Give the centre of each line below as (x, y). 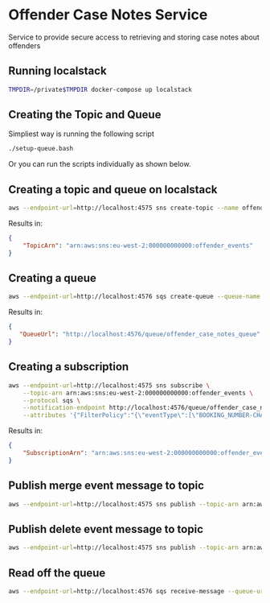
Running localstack (57, 71)
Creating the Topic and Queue (85, 115)
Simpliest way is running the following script (82, 134)
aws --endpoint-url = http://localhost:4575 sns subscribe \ (109, 385)
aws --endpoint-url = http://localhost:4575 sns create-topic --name (124, 208)
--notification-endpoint (64, 408)
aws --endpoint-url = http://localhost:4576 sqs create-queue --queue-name (135, 297)
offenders (25, 45)
